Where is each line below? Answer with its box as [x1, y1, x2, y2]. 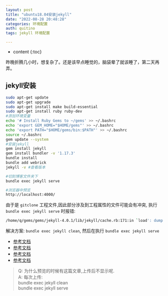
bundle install [6, 156, 38, 161]
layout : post [6, 7, 33, 13]
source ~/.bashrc [6, 132, 42, 137]
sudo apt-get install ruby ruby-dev [6, 109, 82, 114]
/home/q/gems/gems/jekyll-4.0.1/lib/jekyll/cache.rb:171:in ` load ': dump [6, 218, 163, 223]
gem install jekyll [6, 146, 47, 151]
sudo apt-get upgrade [6, 100, 51, 105]
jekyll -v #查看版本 [6, 165, 46, 170]
